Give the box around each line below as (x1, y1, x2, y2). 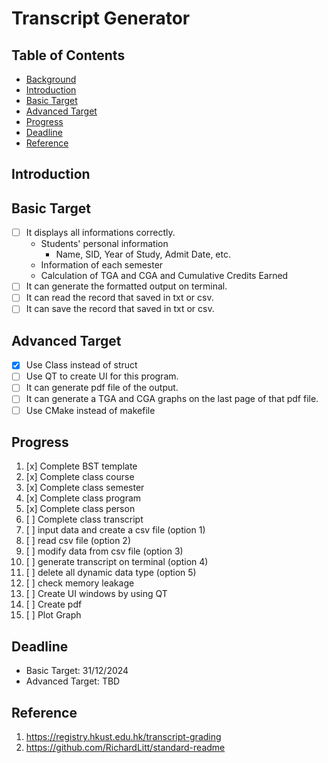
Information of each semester (40, 259, 164, 271)
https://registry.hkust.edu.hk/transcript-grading (25, 731, 222, 743)
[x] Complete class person (25, 503, 136, 515)
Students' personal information (40, 238, 169, 250)
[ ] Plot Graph (25, 609, 82, 621)
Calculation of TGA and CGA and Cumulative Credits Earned (40, 270, 289, 282)
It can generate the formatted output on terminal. (25, 280, 228, 292)
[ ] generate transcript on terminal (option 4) (25, 556, 209, 568)
